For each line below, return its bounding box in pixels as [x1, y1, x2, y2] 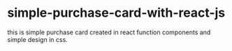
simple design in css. [7, 35, 68, 43]
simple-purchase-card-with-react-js [7, 5, 226, 21]
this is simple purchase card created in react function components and [7, 28, 211, 36]
